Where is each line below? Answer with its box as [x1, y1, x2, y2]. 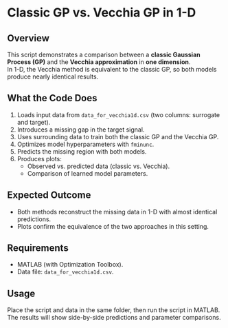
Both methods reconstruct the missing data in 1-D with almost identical [16, 207, 218, 216]
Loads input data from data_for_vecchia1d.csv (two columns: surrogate [16, 110, 220, 119]
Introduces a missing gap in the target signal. [16, 125, 145, 134]
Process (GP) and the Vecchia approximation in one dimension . [7, 58, 191, 66]
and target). [16, 118, 51, 126]
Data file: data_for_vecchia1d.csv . [16, 267, 114, 276]
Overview [7, 32, 50, 44]
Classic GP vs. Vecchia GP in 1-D [7, 5, 196, 21]
